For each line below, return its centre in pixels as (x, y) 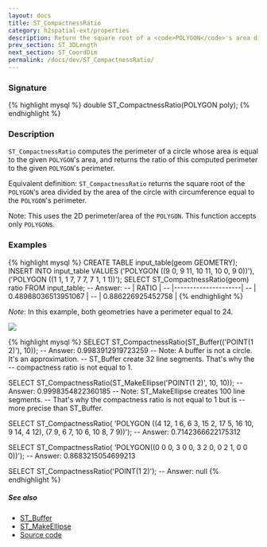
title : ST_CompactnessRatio (55, 23)
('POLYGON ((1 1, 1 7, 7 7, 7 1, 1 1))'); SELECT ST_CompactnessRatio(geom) (129, 279)
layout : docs (30, 16)
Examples (28, 245)
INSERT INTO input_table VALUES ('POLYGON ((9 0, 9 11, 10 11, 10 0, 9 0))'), (132, 270)
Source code (41, 534)
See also (23, 498)
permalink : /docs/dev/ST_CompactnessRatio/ (81, 60)
